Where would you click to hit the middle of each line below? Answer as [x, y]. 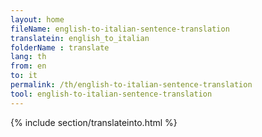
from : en [28, 66]
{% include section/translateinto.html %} [94, 122]
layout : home [37, 19]
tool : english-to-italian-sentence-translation [111, 94]
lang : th [28, 57]
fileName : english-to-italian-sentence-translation [120, 29]
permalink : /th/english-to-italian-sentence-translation [131, 85]
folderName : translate [60, 47]
